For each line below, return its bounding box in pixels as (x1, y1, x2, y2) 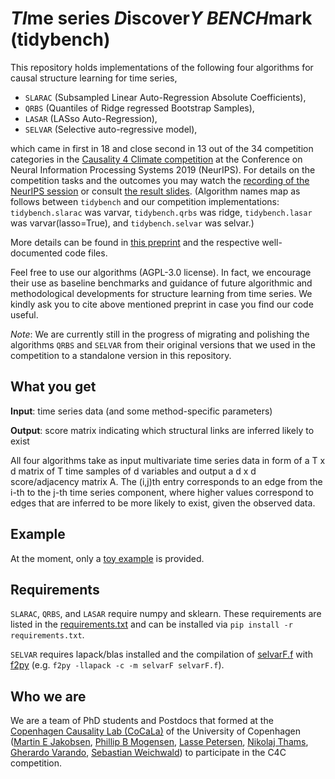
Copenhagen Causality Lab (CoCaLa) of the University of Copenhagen (10, 725, 302, 737)
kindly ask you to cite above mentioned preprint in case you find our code (10, 298, 314, 310)
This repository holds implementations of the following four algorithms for (10, 61, 314, 73)
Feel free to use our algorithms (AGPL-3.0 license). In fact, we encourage (10, 266, 312, 278)
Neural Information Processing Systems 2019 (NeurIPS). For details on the (10, 163, 316, 176)
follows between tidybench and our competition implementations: (10, 195, 280, 207)
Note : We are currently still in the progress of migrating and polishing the (10, 328, 310, 340)
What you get (10, 378, 97, 396)
